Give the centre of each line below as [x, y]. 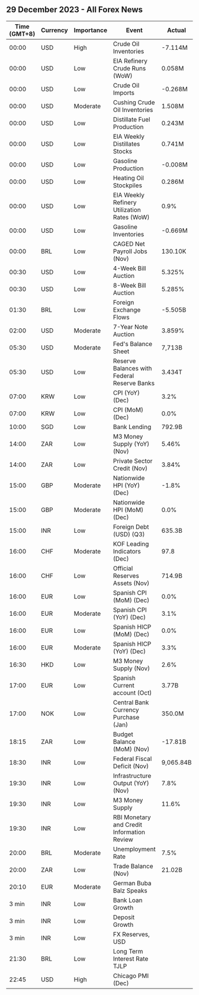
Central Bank [131, 702]
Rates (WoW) [131, 217]
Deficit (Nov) [131, 766]
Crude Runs [129, 68]
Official [123, 568]
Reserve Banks [134, 383]
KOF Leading [131, 543]
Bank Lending [132, 427]
